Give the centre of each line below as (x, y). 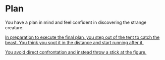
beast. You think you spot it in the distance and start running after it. (74, 42)
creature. (14, 27)
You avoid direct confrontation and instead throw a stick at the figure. (76, 52)
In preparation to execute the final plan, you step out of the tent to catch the (82, 37)
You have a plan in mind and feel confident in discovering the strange (76, 22)
